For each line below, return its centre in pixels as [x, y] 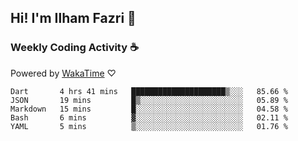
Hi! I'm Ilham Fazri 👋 [73, 18]
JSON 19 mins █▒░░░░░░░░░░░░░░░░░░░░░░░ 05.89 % [149, 100]
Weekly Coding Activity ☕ [74, 48]
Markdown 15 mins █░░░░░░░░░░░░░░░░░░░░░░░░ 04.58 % [149, 109]
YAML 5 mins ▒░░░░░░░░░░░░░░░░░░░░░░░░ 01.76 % [149, 126]
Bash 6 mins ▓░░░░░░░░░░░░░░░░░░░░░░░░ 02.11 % [149, 117]
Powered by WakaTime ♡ [63, 73]
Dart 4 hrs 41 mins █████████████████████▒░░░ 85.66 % [149, 91]
